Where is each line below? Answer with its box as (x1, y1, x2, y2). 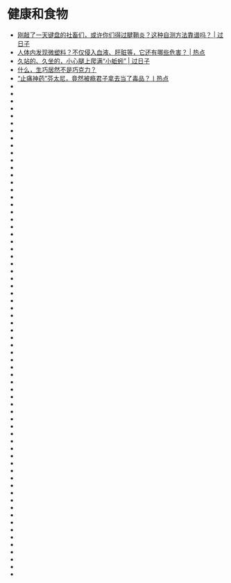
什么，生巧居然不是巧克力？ (17, 65, 97, 74)
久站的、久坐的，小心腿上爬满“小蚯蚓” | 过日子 (17, 56, 151, 65)
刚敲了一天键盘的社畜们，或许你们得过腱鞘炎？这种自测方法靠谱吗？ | (17, 31, 216, 39)
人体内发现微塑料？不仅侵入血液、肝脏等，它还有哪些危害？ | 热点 (17, 48, 206, 56)
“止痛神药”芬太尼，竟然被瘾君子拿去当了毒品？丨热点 (17, 74, 169, 82)
